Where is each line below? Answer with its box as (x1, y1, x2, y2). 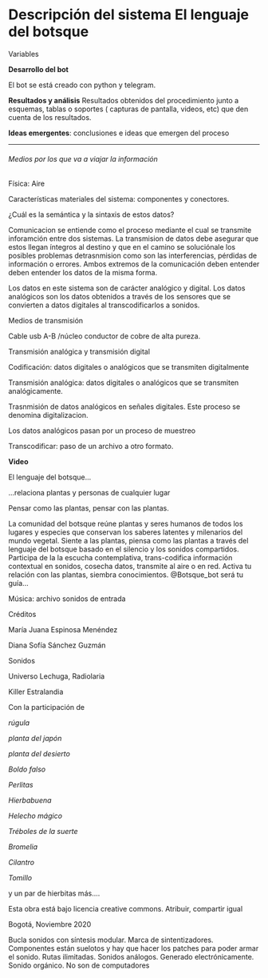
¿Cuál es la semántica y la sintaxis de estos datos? (8, 210, 175, 219)
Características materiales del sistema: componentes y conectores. (8, 194, 230, 204)
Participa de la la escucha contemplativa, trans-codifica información (8, 553, 233, 563)
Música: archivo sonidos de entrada (8, 594, 126, 603)
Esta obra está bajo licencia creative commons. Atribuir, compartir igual (8, 904, 243, 914)
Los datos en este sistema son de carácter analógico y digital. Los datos (8, 283, 246, 293)
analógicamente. (8, 387, 64, 396)
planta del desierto (8, 749, 70, 759)
